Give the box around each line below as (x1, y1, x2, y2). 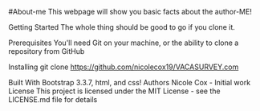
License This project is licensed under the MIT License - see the (8, 86, 221, 96)
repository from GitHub (8, 47, 85, 55)
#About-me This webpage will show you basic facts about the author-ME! (8, 7, 253, 16)
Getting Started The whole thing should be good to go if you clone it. (8, 23, 235, 31)
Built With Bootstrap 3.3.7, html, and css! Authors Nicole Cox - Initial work (8, 78, 251, 87)
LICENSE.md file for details (8, 95, 98, 104)
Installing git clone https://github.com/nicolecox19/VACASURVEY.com (8, 62, 239, 72)
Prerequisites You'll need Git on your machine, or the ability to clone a (8, 38, 239, 47)
